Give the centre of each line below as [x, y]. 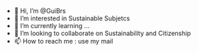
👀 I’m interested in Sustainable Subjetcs [72, 18]
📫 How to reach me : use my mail [64, 41]
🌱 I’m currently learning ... [52, 26]
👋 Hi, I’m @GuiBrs [40, 11]
